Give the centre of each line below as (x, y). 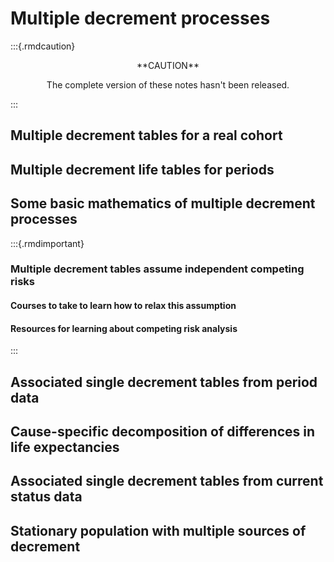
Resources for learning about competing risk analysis (124, 328)
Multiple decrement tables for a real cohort (146, 135)
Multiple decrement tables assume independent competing (157, 269)
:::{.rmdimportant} (47, 243)
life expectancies (65, 447)
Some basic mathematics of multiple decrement (163, 203)
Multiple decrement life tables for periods (142, 169)
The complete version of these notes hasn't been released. (168, 84)
